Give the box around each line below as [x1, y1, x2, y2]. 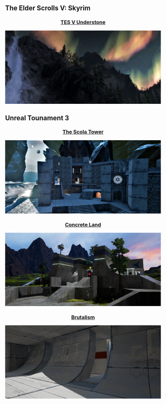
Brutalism [71, 314, 95, 321]
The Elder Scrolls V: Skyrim [5, 4, 91, 12]
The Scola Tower [62, 129, 104, 136]
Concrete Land [65, 221, 101, 228]
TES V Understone [60, 19, 106, 26]
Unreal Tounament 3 [5, 114, 69, 122]
